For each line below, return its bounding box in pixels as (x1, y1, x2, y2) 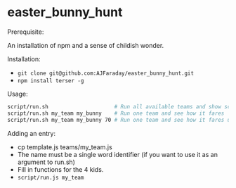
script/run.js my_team (17, 174, 84, 181)
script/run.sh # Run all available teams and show (7, 103, 221, 110)
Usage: (7, 89, 28, 98)
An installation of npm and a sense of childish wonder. (7, 41, 164, 49)
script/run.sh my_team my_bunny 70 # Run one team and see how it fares (7, 116, 225, 123)
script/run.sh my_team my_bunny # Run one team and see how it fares (7, 110, 225, 117)
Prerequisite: (7, 27, 44, 36)
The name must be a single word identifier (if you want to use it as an (17, 150, 218, 158)
